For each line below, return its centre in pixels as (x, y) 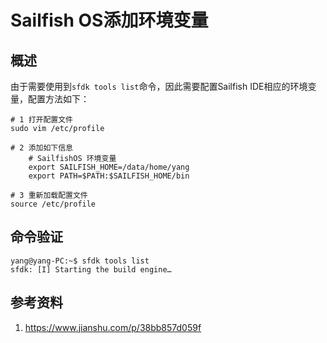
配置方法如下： (58, 99)
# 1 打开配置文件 (41, 120)
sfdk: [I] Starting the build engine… (91, 269)
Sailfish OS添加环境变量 (109, 20)
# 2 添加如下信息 (41, 148)
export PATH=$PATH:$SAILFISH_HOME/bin (109, 176)
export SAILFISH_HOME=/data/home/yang (109, 167)
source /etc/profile (53, 204)
